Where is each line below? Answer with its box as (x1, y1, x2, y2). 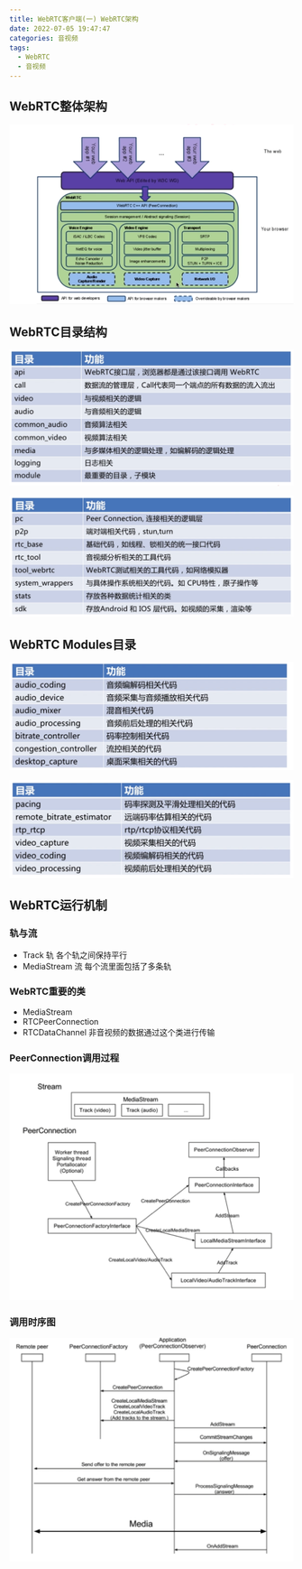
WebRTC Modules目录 (9, 636, 137, 652)
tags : (9, 43, 30, 52)
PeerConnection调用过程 (9, 1052, 120, 1064)
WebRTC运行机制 (9, 898, 108, 914)
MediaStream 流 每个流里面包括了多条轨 (22, 961, 172, 971)
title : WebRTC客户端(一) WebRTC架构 (9, 14, 139, 23)
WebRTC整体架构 (9, 99, 108, 115)
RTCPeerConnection (22, 1016, 99, 1026)
